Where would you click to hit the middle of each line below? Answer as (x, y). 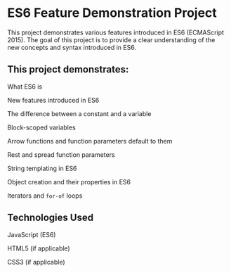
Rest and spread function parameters (61, 154)
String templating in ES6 (42, 168)
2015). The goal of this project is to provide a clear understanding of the (111, 39)
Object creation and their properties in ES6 (69, 182)
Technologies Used (50, 218)
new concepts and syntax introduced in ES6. (72, 47)
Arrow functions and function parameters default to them (90, 141)
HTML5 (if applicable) (39, 248)
